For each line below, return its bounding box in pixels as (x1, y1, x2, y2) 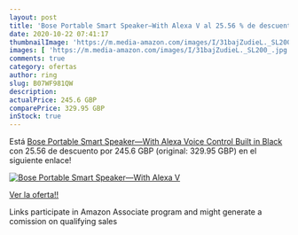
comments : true (9, 54, 66, 63)
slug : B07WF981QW (9, 79, 74, 88)
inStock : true (9, 112, 62, 121)
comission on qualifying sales (9, 216, 118, 227)
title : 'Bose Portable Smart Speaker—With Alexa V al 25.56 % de (9, 21, 255, 30)
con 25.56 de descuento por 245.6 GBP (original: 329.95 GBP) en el (9, 145, 257, 156)
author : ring (9, 71, 58, 80)
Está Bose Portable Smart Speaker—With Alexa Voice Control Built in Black (9, 137, 283, 147)
